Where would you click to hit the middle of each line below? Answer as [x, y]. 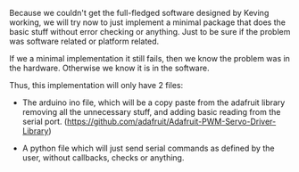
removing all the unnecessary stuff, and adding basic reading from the [151, 112]
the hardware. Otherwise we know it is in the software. [109, 68]
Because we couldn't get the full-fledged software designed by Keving [139, 13]
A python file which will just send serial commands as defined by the [148, 148]
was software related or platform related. [84, 41]
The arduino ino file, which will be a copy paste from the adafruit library [154, 102]
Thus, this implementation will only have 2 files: [96, 85]
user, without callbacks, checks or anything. [103, 158]
